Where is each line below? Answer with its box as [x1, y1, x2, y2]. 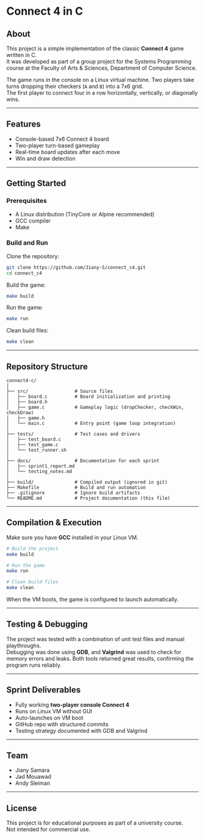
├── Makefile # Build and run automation [6, 484, 146, 490]
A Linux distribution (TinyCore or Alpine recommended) [15, 210, 155, 218]
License [6, 803, 37, 814]
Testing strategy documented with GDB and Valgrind [15, 727, 148, 734]
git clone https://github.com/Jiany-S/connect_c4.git [6, 264, 146, 270]
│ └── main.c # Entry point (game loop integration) [6, 420, 176, 426]
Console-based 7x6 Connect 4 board [15, 135, 109, 142]
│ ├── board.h [6, 399, 48, 405]
